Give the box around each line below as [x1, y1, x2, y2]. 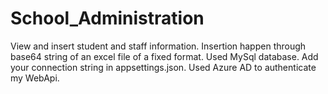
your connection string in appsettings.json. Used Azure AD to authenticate [10, 61, 317, 73]
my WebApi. [10, 72, 60, 84]
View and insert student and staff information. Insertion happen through [10, 40, 307, 52]
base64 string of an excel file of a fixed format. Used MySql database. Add [10, 50, 319, 62]
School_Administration [10, 7, 205, 30]
